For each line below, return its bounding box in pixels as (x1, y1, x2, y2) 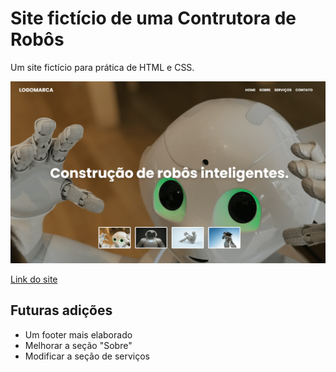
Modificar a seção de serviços (24, 350, 151, 362)
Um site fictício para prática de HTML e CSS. (10, 61, 195, 73)
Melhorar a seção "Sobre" (24, 339, 133, 351)
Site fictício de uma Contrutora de (10, 7, 297, 30)
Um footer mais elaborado (24, 328, 133, 341)
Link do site (10, 273, 58, 285)
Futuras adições (10, 302, 113, 319)
